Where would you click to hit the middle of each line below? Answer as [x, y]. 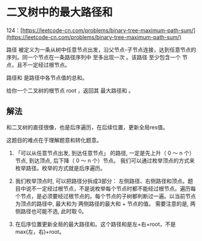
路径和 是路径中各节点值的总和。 [47, 78]
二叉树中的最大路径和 [60, 12]
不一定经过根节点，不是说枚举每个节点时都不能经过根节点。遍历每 [113, 188]
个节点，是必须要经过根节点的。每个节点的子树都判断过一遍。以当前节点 [105, 196]
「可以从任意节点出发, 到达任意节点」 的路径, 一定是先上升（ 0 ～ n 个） [105, 153]
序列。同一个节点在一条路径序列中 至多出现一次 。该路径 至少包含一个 [93, 57]
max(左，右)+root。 [40, 231]
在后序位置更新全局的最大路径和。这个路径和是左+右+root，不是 [95, 224]
